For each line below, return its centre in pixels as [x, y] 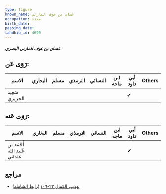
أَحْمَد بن [16, 145]
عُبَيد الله [16, 151]
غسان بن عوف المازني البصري [33, 48]
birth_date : [17, 23]
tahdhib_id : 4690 [23, 33]
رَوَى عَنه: [17, 116]
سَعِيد [13, 92]
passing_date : [20, 28]
